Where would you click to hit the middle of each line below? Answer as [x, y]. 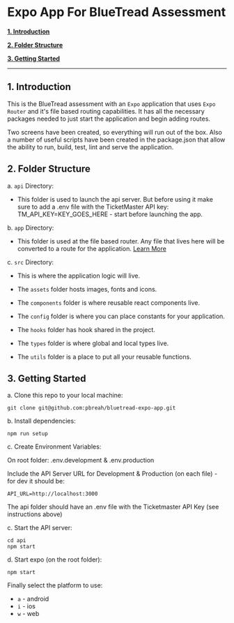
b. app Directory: [31, 227]
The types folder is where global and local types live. [93, 343]
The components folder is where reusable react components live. [109, 302]
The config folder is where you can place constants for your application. [121, 316]
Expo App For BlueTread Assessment [117, 12]
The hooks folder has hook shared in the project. [86, 329]
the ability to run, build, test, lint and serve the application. [91, 147]
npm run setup [28, 434]
